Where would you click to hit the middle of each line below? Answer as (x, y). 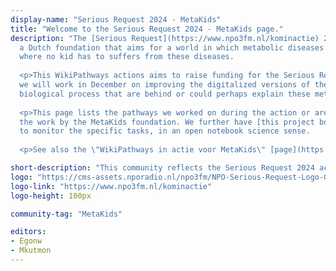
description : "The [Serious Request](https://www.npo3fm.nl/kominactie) (165, 38)
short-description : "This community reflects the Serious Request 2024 (162, 168)
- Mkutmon (31, 251)
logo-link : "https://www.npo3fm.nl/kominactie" (111, 186)
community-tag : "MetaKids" (66, 214)
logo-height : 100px (51, 196)
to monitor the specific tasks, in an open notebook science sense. (165, 131)
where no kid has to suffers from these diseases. (127, 57)
